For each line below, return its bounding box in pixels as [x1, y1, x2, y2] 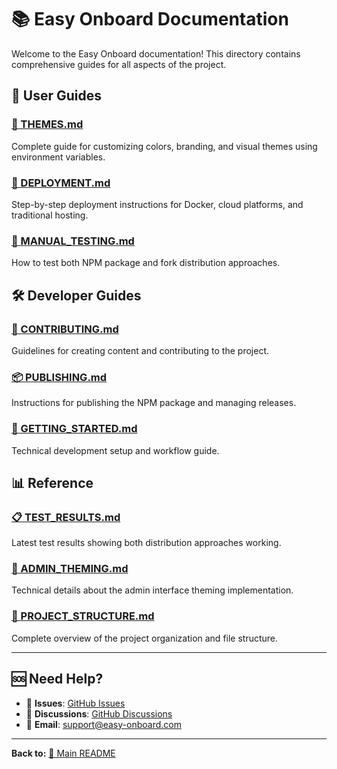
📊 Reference [11, 474, 94, 491]
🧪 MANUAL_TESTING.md [11, 234, 135, 248]
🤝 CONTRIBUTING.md [11, 322, 119, 336]
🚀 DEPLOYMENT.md [11, 176, 111, 190]
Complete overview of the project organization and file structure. [11, 632, 279, 644]
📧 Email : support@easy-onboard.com [25, 718, 182, 730]
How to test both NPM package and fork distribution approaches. [11, 257, 281, 269]
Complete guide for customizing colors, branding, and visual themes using [11, 140, 318, 152]
